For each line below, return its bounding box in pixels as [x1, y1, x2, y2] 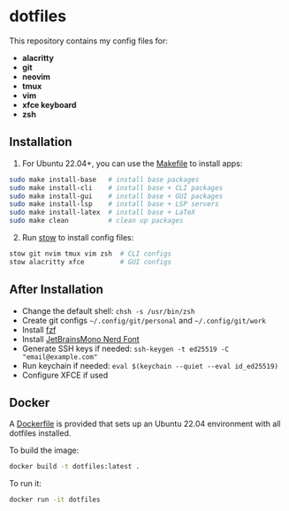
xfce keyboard [21, 99, 77, 110]
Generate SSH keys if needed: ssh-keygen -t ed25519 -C [21, 343, 230, 354]
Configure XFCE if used [21, 370, 109, 380]
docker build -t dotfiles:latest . [9, 462, 141, 471]
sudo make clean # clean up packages [9, 217, 184, 225]
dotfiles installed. [9, 428, 72, 439]
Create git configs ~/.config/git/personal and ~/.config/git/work [21, 315, 267, 325]
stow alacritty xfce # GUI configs [9, 257, 172, 266]
